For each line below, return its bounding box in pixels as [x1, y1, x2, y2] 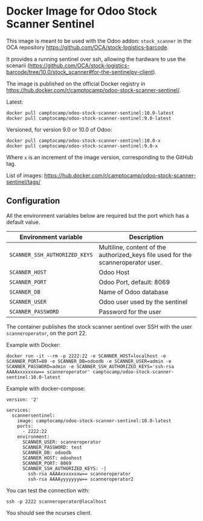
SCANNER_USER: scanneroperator [22, 439, 101, 445]
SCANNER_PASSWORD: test [22, 444, 83, 450]
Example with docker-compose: [6, 385, 86, 392]
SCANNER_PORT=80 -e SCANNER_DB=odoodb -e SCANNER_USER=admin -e [6, 358, 172, 365]
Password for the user [98, 308, 162, 316]
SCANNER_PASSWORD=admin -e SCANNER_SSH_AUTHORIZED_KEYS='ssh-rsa [6, 363, 174, 369]
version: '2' [6, 396, 39, 403]
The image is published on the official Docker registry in [6, 80, 146, 87]
